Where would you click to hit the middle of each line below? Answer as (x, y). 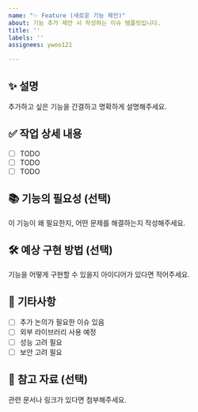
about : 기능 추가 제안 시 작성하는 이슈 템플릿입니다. (85, 23)
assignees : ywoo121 (40, 45)
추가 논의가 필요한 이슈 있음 (62, 322)
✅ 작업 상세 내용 (45, 134)
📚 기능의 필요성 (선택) (60, 199)
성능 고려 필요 (41, 342)
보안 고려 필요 (41, 352)
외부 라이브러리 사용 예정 (58, 332)
